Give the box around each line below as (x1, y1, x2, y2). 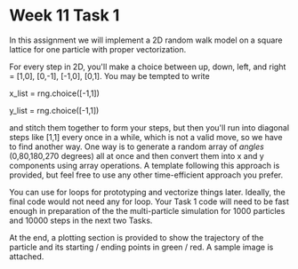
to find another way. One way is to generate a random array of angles (9, 141, 264, 152)
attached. (9, 250, 44, 262)
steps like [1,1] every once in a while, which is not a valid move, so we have (9, 131, 283, 142)
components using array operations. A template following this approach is (9, 160, 280, 170)
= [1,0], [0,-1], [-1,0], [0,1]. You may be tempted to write (9, 70, 211, 81)
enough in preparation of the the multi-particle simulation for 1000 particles (9, 205, 286, 216)
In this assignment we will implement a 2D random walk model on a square (9, 35, 283, 45)
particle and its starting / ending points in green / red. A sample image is (9, 241, 274, 252)
